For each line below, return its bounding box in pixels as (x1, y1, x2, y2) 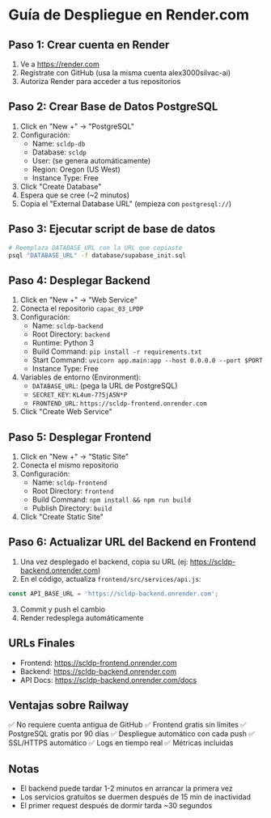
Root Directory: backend (32, 329, 111, 339)
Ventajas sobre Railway (8, 698, 129, 712)
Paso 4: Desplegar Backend (8, 273, 151, 287)
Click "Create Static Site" (19, 512, 104, 521)
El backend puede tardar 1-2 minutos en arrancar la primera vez (19, 783, 233, 794)
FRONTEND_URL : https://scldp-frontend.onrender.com (32, 398, 208, 408)
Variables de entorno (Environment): (19, 372, 142, 382)
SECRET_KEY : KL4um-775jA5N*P (32, 390, 128, 400)
